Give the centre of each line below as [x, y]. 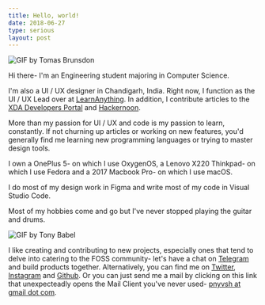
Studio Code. [30, 196]
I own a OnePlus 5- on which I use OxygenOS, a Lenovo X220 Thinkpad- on [132, 164]
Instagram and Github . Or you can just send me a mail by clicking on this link [132, 276]
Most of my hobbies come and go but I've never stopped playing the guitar [130, 212]
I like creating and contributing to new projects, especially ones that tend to [131, 250]
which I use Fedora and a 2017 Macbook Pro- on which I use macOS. [121, 172]
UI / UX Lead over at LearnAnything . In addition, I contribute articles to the [129, 99]
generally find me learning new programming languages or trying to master [131, 140]
